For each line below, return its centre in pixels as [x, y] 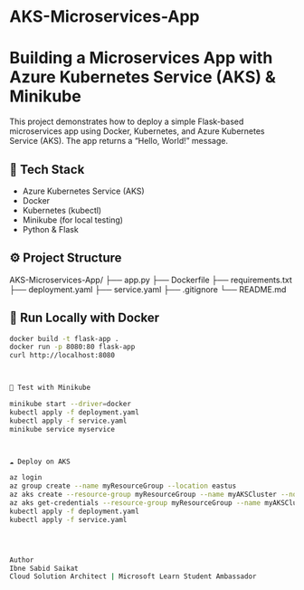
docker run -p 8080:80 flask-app [72, 347]
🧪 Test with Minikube [50, 388]
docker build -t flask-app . [64, 338]
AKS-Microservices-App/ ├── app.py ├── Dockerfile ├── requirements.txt [151, 280]
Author [22, 560]
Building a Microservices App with [141, 58]
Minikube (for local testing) [73, 220]
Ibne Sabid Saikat [44, 568]
